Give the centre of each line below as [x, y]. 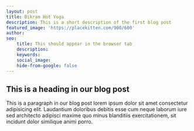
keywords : [29, 55]
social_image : [34, 60]
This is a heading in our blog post [68, 89]
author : [16, 33]
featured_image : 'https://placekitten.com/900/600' [70, 28]
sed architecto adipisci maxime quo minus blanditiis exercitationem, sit [91, 116]
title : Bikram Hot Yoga [35, 17]
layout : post [22, 11]
